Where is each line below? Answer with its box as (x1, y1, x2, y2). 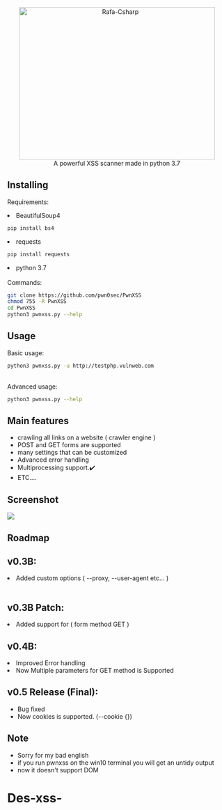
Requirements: (7, 198, 49, 206)
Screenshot (7, 494, 59, 506)
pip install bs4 (7, 224, 54, 232)
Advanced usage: (7, 382, 58, 391)
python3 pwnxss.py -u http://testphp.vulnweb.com (7, 362, 154, 369)
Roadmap (7, 532, 50, 544)
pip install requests (7, 251, 70, 258)
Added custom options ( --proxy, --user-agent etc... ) (16, 574, 169, 582)
